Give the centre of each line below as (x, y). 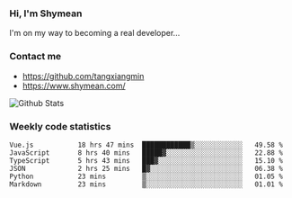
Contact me (35, 57)
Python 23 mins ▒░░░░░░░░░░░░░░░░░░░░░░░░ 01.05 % (146, 176)
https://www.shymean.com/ (74, 85)
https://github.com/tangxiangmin (83, 76)
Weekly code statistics (60, 126)
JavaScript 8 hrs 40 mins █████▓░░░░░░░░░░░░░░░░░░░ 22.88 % (146, 153)
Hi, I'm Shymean (46, 13)
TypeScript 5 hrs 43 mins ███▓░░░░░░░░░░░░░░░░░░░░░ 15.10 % (146, 160)
